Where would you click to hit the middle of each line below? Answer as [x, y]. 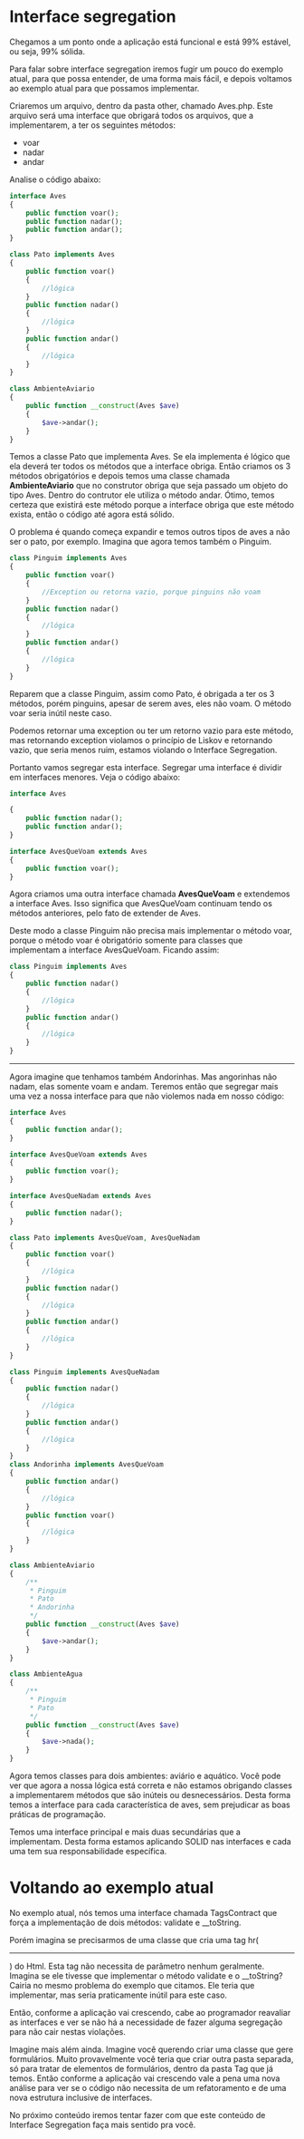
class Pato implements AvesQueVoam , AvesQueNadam [105, 1238]
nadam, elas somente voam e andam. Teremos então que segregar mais [144, 1087]
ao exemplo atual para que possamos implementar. [104, 88]
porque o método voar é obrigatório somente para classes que [126, 941]
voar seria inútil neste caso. [61, 712]
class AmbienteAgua [46, 1674]
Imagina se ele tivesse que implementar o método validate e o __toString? [146, 1976]
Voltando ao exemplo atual [112, 1888]
